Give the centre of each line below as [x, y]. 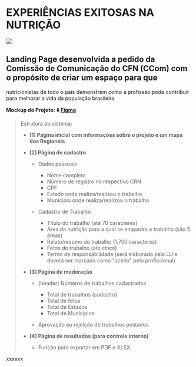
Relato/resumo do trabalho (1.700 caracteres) [102, 241]
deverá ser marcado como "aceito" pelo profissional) [111, 260]
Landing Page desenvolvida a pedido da [81, 60]
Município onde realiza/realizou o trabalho [98, 200]
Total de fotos [64, 301]
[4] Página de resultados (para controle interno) [89, 336]
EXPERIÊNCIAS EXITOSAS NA [80, 13]
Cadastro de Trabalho [64, 211]
